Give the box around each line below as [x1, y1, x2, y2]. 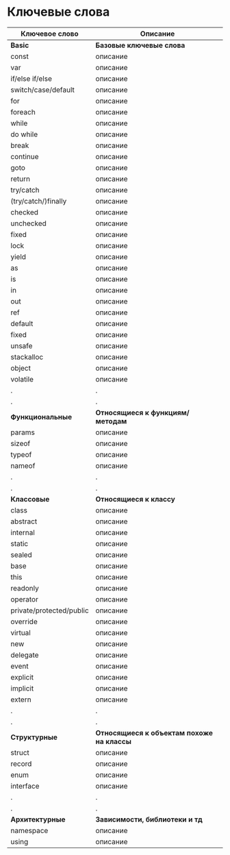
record [10, 758, 32, 768]
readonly [10, 583, 40, 593]
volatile [10, 374, 34, 384]
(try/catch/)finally [10, 196, 67, 206]
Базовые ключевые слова [95, 40, 186, 50]
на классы [95, 736, 132, 746]
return [10, 174, 31, 184]
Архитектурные [10, 815, 66, 824]
